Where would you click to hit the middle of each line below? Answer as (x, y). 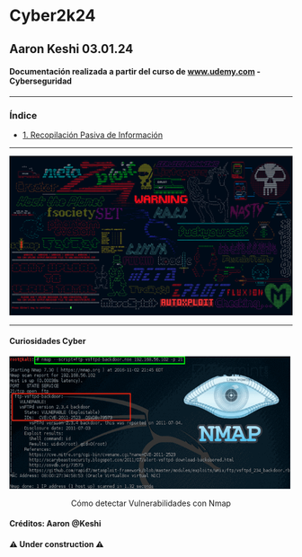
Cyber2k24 (53, 16)
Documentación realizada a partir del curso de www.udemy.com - (135, 72)
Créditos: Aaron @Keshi (55, 524)
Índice (23, 115)
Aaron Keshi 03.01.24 (71, 49)
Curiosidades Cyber (48, 341)
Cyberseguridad (40, 81)
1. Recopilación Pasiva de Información (93, 135)
